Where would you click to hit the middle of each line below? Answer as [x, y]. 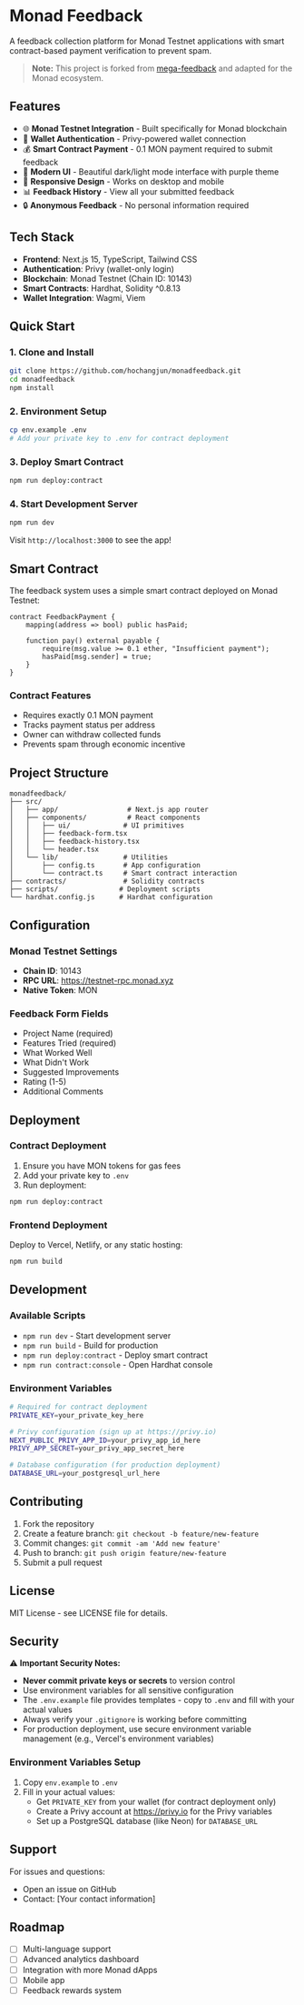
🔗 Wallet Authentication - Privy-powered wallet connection [134, 138]
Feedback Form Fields [59, 1013]
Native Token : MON [60, 990]
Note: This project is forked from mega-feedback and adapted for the [162, 68]
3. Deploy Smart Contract [67, 462]
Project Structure [59, 772]
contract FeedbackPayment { [63, 617]
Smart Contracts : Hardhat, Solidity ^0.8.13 [102, 288]
